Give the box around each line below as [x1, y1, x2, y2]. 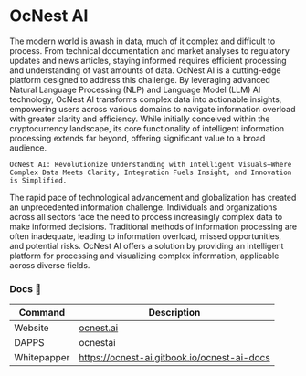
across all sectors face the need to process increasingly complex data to [9, 211, 283, 222]
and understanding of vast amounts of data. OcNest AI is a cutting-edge [9, 65, 281, 76]
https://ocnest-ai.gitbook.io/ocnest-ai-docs [79, 351, 271, 364]
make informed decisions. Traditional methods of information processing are [9, 221, 298, 232]
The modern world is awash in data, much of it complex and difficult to [9, 36, 276, 47]
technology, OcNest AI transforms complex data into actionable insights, [9, 93, 282, 105]
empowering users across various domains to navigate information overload [9, 103, 296, 114]
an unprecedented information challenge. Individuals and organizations [9, 202, 278, 213]
